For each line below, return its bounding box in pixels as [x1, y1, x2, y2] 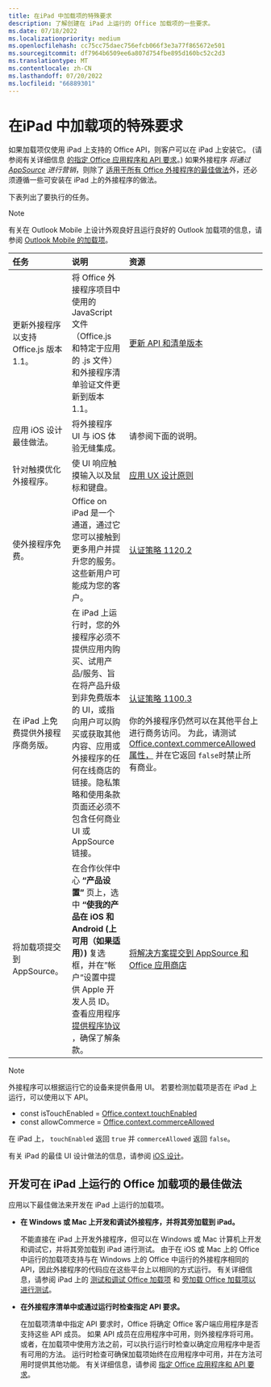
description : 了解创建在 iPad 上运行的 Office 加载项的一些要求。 [8, 19, 215, 27]
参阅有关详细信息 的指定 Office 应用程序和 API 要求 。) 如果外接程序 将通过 [8, 155, 252, 165]
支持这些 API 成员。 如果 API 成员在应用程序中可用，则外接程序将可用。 [19, 1330, 258, 1339]
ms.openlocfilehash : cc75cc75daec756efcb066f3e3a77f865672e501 [8, 42, 226, 50]
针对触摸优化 [12, 464, 62, 475]
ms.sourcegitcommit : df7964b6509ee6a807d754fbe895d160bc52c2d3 [8, 49, 226, 57]
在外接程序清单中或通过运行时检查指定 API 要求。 [19, 1302, 184, 1312]
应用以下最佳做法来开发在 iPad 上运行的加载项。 [8, 1200, 169, 1210]
